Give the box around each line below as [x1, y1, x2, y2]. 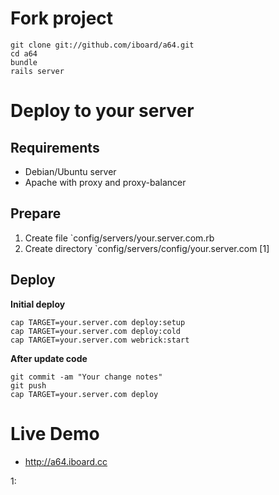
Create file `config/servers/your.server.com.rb [24, 232, 215, 244]
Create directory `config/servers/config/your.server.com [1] [24, 242, 270, 254]
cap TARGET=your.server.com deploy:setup [10, 317, 186, 327]
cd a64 [10, 48, 38, 59]
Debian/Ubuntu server [24, 165, 117, 177]
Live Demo [10, 422, 100, 445]
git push [10, 380, 47, 391]
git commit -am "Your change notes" [10, 372, 163, 382]
